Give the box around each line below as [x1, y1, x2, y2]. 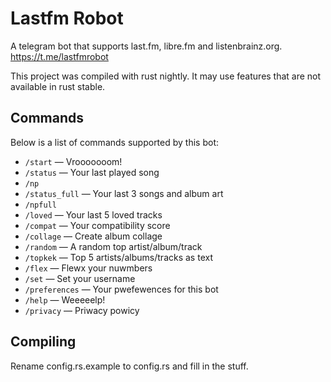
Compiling [10, 333, 77, 351]
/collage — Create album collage [24, 230, 163, 242]
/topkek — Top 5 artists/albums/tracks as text [24, 251, 213, 263]
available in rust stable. [10, 80, 106, 92]
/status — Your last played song [24, 166, 160, 178]
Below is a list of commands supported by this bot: [10, 136, 219, 148]
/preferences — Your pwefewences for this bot [24, 283, 219, 295]
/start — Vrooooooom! [24, 155, 123, 167]
